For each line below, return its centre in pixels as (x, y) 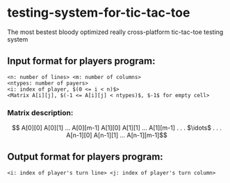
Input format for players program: (81, 61)
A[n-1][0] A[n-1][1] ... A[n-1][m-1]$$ (117, 135)
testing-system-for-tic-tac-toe (99, 13)
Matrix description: (40, 112)
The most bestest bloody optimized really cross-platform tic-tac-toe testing (115, 32)
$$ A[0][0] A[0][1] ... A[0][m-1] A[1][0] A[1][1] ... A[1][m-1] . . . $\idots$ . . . (117, 128)
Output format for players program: (85, 157)
